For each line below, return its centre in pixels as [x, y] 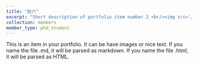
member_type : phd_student [38, 28]
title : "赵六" [23, 11]
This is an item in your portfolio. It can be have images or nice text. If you [94, 44]
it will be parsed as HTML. [38, 57]
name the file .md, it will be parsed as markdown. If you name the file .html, [97, 51]
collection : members [32, 22]
